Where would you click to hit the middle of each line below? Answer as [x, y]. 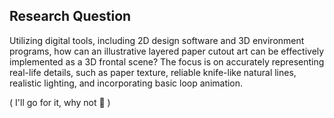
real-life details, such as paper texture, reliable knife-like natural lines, [153, 72]
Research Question [70, 16]
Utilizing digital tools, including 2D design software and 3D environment [157, 40]
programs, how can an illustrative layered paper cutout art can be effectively [167, 51]
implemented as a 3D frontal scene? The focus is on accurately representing [167, 61]
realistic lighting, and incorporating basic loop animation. [126, 83]
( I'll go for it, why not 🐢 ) [60, 102]
